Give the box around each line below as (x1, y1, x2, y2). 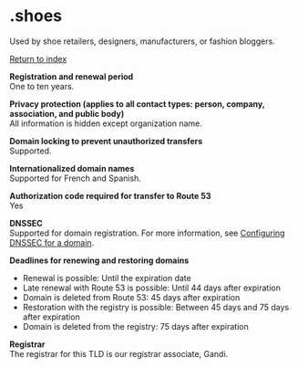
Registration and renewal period (9, 70, 134, 82)
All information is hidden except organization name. (9, 118, 203, 129)
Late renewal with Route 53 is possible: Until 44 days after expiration (22, 282, 281, 293)
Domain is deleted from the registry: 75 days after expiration (22, 321, 249, 331)
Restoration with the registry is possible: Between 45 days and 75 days (22, 301, 290, 312)
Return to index (9, 53, 67, 64)
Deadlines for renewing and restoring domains (9, 255, 190, 266)
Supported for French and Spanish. (9, 173, 141, 184)
